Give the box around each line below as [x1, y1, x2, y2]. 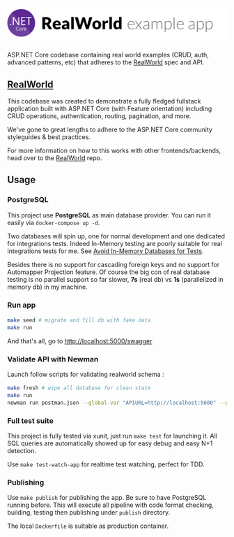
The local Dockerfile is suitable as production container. [7, 522, 169, 530]
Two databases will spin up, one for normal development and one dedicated [7, 231, 225, 240]
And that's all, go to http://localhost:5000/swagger [7, 336, 153, 345]
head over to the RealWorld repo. [7, 154, 102, 162]
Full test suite [7, 415, 54, 425]
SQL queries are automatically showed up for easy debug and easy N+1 [7, 439, 213, 447]
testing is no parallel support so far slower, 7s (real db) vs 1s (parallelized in [7, 275, 224, 283]
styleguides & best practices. [7, 133, 91, 141]
